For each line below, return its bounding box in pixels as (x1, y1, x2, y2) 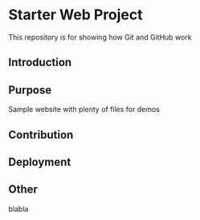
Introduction (8, 56, 72, 69)
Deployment (8, 155, 71, 168)
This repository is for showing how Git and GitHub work (8, 32, 192, 42)
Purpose (8, 83, 52, 97)
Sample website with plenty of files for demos (8, 105, 161, 114)
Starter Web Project (8, 6, 143, 24)
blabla (8, 204, 29, 214)
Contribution (8, 127, 74, 142)
